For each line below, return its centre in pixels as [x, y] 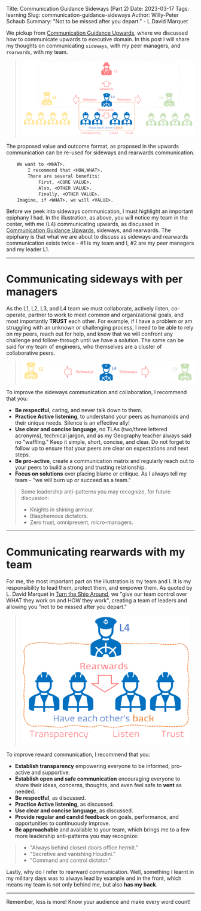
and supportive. [51, 772]
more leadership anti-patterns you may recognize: [77, 836]
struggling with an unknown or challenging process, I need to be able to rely [100, 327]
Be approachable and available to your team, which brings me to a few [102, 829]
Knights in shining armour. [62, 509]
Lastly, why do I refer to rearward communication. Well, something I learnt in [100, 872]
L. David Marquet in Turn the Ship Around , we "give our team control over [97, 594]
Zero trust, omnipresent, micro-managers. [81, 522]
